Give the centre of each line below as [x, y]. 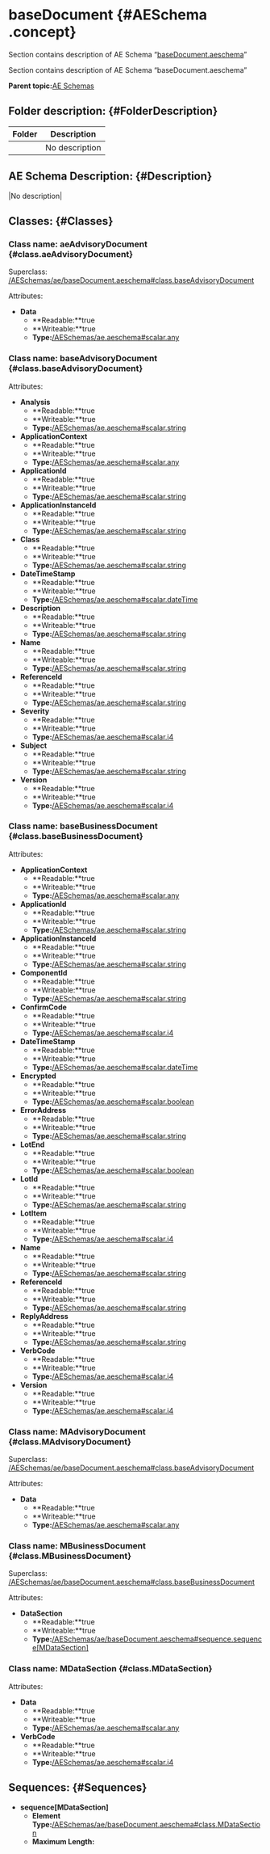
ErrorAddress [43, 1110]
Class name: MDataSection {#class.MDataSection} [110, 1669]
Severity [35, 711]
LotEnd [32, 1144]
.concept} [42, 32]
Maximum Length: [63, 1841]
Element [46, 1815]
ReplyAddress [44, 1316]
